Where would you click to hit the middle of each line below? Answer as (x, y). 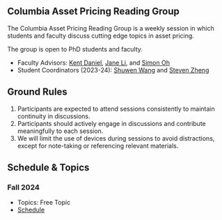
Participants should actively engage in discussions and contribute (112, 123)
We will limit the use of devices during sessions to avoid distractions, (116, 138)
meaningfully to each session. (60, 131)
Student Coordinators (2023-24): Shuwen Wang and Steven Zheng (113, 70)
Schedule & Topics (48, 167)
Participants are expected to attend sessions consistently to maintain (116, 109)
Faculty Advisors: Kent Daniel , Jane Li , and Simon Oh (94, 63)
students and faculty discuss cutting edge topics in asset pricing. (101, 36)
